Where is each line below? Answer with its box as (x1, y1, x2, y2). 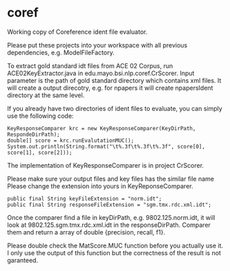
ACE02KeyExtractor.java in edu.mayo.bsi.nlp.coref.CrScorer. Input (7, 69, 195, 77)
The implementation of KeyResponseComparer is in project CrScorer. (7, 161, 204, 170)
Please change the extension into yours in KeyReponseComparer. (7, 181, 193, 190)
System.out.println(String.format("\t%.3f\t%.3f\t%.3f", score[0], (7, 143, 206, 150)
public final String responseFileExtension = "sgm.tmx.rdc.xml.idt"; (7, 201, 212, 208)
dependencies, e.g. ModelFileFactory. (7, 48, 115, 57)
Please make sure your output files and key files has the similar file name (7, 174, 215, 183)
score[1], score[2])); (7, 149, 73, 156)
